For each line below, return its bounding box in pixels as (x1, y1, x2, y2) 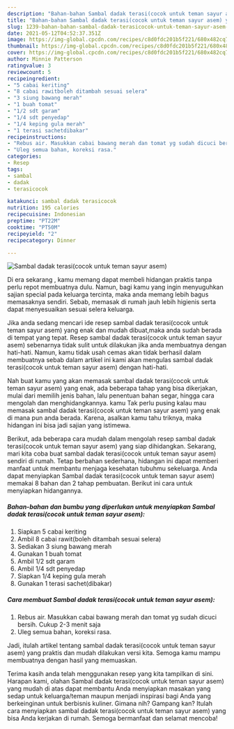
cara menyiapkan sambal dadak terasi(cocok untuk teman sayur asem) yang (7, 707, 226, 715)
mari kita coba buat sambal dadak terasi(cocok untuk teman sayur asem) (7, 449, 217, 458)
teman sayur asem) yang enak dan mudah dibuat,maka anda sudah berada (7, 326, 222, 335)
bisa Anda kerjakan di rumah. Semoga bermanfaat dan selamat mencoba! (7, 714, 218, 723)
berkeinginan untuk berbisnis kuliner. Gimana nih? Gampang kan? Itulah (7, 699, 213, 708)
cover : (7, 50, 26, 57)
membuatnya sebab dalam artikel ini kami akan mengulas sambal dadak (7, 356, 214, 364)
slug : (7, 23, 23, 30)
